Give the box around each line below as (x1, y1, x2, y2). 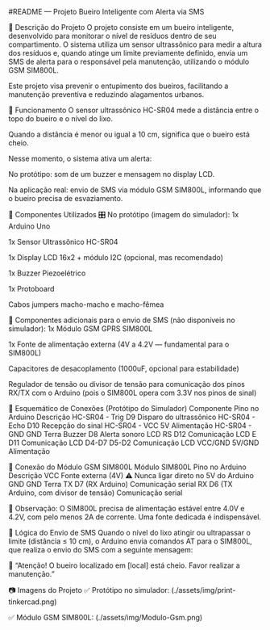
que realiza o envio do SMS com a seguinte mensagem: (8, 545, 193, 554)
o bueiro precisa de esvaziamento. (8, 194, 123, 203)
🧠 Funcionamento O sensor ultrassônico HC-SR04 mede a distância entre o (8, 105, 260, 115)
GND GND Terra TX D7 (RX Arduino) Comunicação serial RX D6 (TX (8, 480, 233, 489)
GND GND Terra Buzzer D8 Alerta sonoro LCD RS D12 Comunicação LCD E (8, 430, 256, 439)
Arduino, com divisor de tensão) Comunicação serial (8, 488, 183, 498)
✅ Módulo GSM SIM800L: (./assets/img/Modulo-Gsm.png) (8, 613, 203, 622)
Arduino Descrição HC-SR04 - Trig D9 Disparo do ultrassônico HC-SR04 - (8, 412, 255, 422)
